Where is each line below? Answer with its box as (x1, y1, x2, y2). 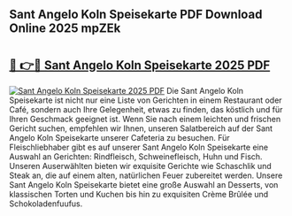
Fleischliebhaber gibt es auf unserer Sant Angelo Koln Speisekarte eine (9, 142, 268, 152)
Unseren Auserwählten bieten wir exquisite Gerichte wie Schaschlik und (9, 161, 272, 171)
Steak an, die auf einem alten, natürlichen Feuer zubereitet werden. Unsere (9, 170, 283, 181)
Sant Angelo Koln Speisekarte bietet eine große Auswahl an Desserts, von (9, 180, 279, 189)
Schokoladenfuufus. (9, 198, 83, 209)
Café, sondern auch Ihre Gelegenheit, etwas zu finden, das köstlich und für (9, 104, 283, 114)
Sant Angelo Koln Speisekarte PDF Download (9, 7, 263, 22)
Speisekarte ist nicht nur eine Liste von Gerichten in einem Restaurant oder (9, 95, 282, 105)
